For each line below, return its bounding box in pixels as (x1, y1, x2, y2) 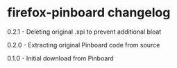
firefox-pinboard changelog (7, 5, 171, 21)
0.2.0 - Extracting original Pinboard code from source (7, 41, 160, 49)
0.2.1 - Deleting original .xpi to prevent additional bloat (7, 27, 162, 36)
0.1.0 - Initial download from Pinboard (7, 54, 115, 63)
